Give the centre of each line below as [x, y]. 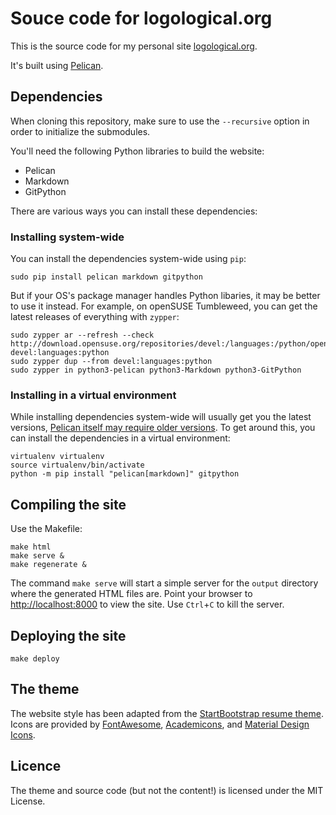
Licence [36, 766]
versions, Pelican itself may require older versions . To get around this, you [163, 428]
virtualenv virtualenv [57, 457]
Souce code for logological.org [141, 18]
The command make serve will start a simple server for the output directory [164, 583]
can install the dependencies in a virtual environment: [120, 438]
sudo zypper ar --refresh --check [82, 335]
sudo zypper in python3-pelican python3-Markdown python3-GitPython [156, 370]
